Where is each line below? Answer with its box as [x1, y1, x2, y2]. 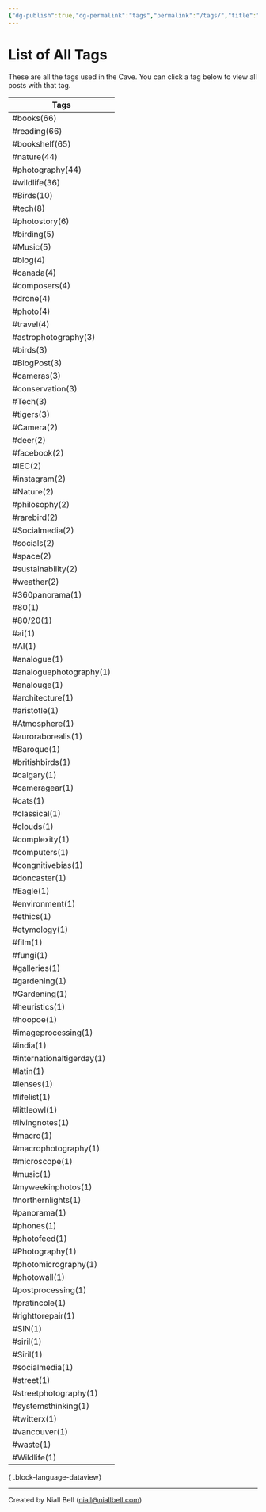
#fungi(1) [12, 949, 48, 960]
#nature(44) [12, 151, 58, 162]
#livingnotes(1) [12, 1117, 70, 1128]
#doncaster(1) [12, 872, 67, 884]
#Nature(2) [12, 486, 54, 497]
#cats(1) [12, 795, 45, 806]
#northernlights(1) [12, 1194, 82, 1205]
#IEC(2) [12, 460, 42, 472]
